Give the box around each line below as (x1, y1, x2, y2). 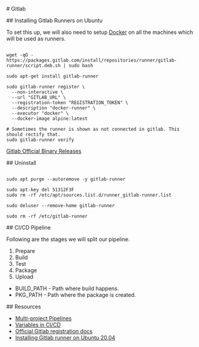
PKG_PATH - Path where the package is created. (15, 291, 136, 299)
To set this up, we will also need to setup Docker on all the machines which (6, 28, 194, 36)
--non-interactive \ (11, 89, 64, 95)
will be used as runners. (6, 35, 66, 42)
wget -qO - (6, 52, 34, 58)
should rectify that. (6, 131, 61, 137)
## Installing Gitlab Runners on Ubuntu (6, 17, 103, 24)
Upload (15, 273, 34, 280)
